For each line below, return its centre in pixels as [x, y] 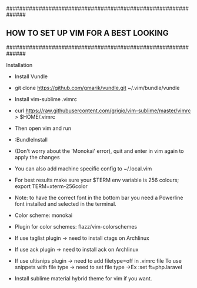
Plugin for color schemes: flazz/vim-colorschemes [76, 226]
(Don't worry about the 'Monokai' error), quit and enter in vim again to [99, 151]
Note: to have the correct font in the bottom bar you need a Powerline [99, 197]
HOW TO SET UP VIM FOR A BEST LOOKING [87, 33]
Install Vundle [31, 76]
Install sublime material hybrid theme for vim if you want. [83, 278]
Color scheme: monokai [43, 215]
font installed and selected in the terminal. [65, 204]
